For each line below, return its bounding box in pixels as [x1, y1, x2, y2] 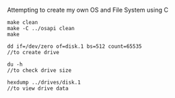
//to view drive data [7, 85, 69, 92]
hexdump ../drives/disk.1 [7, 79, 81, 86]
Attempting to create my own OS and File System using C [7, 6, 169, 14]
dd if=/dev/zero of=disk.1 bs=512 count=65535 [7, 43, 142, 50]
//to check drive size [7, 67, 72, 74]
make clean [7, 19, 38, 26]
